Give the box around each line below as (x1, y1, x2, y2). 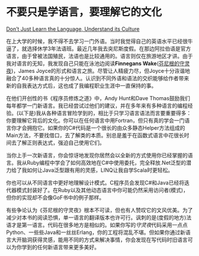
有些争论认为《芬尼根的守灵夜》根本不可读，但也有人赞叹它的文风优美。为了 (6, 206, 193, 213)
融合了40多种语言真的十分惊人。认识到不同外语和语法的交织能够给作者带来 (6, 75, 190, 82)
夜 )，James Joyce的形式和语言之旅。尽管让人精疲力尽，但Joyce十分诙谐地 (6, 67, 191, 74)
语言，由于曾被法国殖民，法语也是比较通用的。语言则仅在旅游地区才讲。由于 (6, 52, 193, 59)
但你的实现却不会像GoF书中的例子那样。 (6, 194, 105, 201)
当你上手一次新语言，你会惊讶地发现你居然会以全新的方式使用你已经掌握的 (6, 152, 188, 159)
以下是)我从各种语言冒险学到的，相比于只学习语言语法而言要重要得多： (18, 109, 192, 116)
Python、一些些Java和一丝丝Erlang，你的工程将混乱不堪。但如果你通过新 (6, 229, 185, 236)
